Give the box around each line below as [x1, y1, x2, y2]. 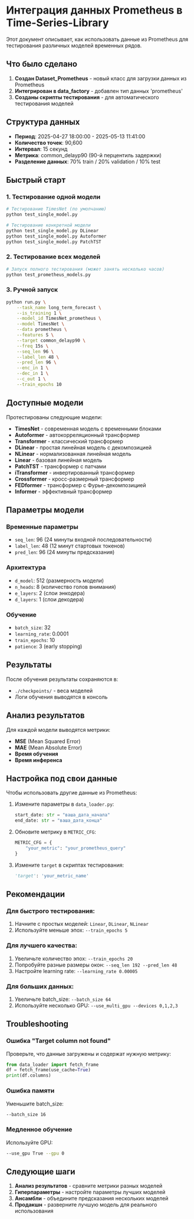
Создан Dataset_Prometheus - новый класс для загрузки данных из [14, 74, 187, 82]
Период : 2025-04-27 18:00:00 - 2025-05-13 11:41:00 [14, 132, 146, 140]
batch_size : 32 [14, 624, 51, 631]
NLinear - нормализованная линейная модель [14, 450, 131, 457]
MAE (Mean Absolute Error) [14, 744, 83, 751]
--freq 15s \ [17, 343, 49, 349]
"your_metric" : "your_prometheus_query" [25, 845, 126, 851]
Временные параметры [6, 523, 78, 531]
